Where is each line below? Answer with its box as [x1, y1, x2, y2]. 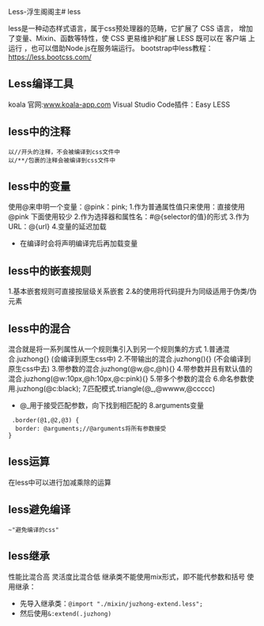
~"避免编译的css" [8, 526, 59, 534]
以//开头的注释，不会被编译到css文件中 [8, 148, 121, 156]
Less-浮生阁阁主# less [8, 7, 81, 16]
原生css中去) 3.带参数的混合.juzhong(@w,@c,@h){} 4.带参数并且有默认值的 [8, 364, 253, 374]
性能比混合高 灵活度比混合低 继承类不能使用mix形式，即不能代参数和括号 [8, 571, 246, 581]
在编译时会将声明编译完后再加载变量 [19, 239, 138, 248]
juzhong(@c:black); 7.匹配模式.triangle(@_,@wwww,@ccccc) [17, 384, 216, 394]
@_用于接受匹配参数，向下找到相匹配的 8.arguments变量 [19, 401, 204, 410]
